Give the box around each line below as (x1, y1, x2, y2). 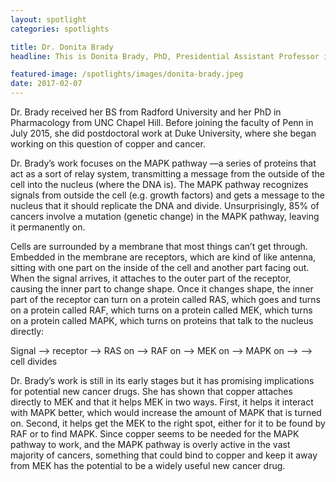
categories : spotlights (10, 24, 110, 34)
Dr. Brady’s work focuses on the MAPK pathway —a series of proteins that (10, 157, 317, 169)
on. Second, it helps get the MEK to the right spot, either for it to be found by (10, 417, 326, 429)
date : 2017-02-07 (10, 79, 83, 89)
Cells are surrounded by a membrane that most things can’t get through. (10, 241, 308, 252)
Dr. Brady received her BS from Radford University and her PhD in (10, 106, 282, 118)
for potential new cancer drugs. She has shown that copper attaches (10, 386, 293, 397)
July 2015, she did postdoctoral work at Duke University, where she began (10, 127, 317, 139)
